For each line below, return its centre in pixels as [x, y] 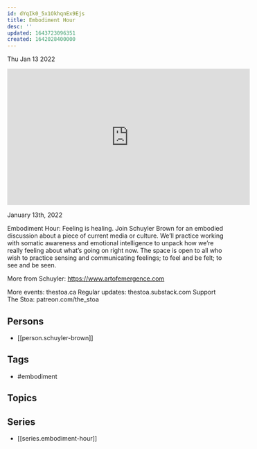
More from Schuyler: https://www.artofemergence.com [86, 279]
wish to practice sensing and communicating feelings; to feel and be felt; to [115, 258]
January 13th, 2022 [35, 215]
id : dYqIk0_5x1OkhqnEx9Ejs [46, 14]
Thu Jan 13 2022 [31, 59]
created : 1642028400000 [42, 39]
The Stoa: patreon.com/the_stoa [53, 299]
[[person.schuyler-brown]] [55, 337]
